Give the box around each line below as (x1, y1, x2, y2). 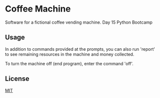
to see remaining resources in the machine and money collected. (5, 51, 134, 57)
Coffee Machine (5, 3, 71, 14)
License (5, 75, 30, 83)
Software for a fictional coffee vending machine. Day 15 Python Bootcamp (5, 19, 153, 25)
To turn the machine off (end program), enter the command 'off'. (5, 60, 134, 66)
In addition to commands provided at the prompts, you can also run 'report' (5, 46, 155, 52)
